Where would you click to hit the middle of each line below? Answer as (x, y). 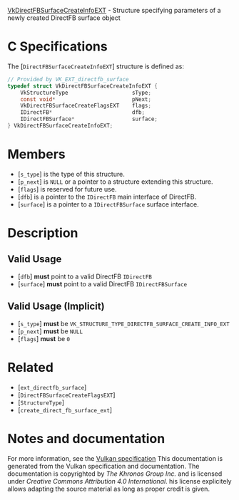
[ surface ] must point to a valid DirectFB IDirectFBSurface (102, 283)
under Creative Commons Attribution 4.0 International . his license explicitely (119, 481)
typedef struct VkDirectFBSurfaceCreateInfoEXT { (83, 86)
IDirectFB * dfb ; (82, 113)
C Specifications (58, 47)
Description (43, 233)
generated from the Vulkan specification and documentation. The (103, 466)
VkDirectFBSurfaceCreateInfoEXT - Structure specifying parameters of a (114, 10)
